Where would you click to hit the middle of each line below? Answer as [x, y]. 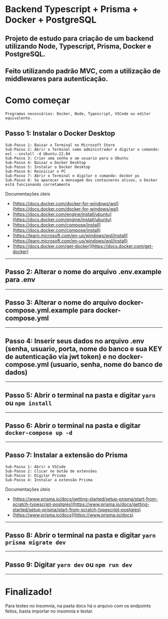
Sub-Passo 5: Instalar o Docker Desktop [48, 167]
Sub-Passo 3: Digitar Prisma [35, 475]
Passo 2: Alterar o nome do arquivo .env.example [83, 272]
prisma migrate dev [35, 542]
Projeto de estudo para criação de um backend [79, 38]
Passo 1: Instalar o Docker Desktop [60, 134]
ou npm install [29, 403]
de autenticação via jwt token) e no [61, 357]
